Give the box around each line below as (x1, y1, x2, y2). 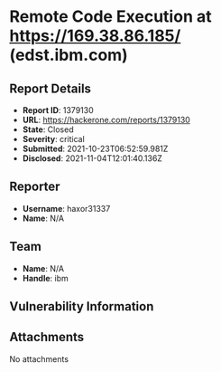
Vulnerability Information (9, 299, 154, 314)
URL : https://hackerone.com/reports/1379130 (22, 115, 191, 125)
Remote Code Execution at (9, 6, 212, 27)
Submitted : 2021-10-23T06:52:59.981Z (22, 143, 169, 154)
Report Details (9, 81, 92, 96)
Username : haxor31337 (22, 203, 111, 214)
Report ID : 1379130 (22, 105, 94, 115)
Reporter (9, 179, 60, 195)
